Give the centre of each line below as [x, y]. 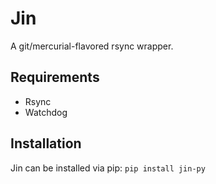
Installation [46, 143]
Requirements [55, 77]
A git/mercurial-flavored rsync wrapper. [92, 46]
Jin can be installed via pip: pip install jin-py [108, 168]
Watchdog [46, 112]
